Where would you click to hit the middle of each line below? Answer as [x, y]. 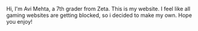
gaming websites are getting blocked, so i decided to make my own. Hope [99, 15]
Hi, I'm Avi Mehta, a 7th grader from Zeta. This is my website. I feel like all [98, 9]
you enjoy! [19, 22]
